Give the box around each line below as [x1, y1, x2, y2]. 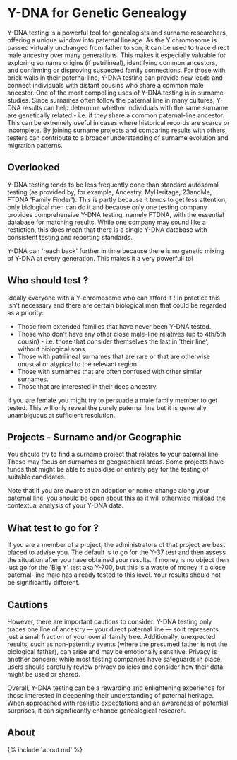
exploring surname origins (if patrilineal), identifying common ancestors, [7, 58, 217, 66]
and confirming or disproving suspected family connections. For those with [7, 66, 226, 74]
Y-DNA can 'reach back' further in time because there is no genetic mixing [7, 246, 224, 255]
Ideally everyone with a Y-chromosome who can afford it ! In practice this [7, 293, 221, 302]
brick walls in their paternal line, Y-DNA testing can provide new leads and [7, 73, 224, 82]
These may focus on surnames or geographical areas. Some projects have [7, 457, 224, 466]
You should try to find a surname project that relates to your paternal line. [7, 450, 221, 459]
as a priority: [7, 308, 44, 317]
